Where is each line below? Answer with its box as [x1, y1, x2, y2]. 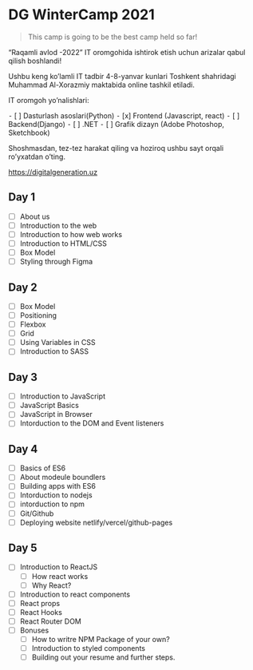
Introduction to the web [19, 220, 97, 230]
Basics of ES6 [19, 463, 66, 473]
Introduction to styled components [31, 644, 146, 652]
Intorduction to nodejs [19, 490, 93, 500]
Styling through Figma [19, 257, 93, 267]
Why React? [31, 581, 72, 590]
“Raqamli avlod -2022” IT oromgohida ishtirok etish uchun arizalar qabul [8, 47, 246, 57]
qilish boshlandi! [8, 56, 62, 65]
